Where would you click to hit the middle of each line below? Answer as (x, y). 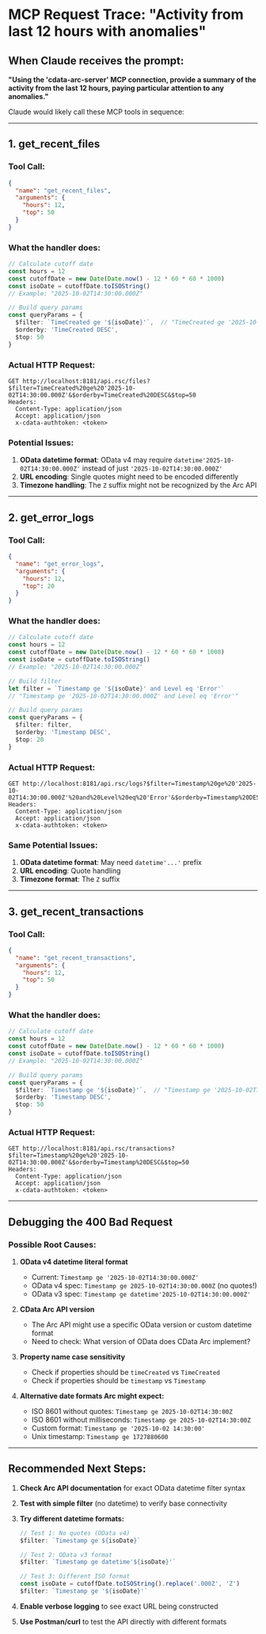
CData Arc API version (57, 1309)
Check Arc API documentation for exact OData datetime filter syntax (133, 1487)
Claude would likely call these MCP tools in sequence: (96, 112)
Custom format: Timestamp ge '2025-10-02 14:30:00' (118, 1428)
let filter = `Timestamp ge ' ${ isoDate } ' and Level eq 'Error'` (116, 688)
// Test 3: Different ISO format (75, 1577)
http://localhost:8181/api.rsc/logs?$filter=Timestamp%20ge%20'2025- (140, 783)
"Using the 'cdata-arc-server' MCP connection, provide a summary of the (132, 80)
